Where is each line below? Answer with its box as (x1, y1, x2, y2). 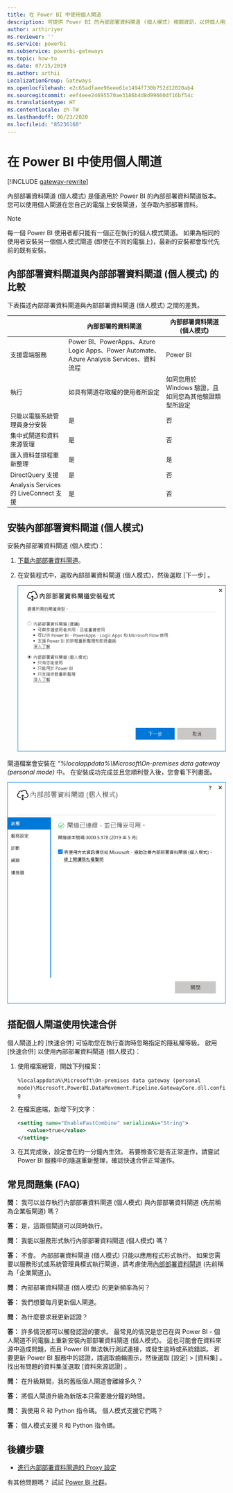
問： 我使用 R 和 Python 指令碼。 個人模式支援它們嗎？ (7, 1406, 164, 1415)
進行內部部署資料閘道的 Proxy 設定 (17, 1463, 116, 1471)
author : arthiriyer (7, 26, 64, 33)
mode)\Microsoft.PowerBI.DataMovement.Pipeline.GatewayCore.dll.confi (17, 1084, 226, 1091)
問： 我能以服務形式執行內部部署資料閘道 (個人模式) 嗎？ (7, 1236, 169, 1245)
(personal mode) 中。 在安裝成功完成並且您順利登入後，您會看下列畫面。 (7, 768, 216, 776)
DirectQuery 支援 (10, 471, 59, 479)
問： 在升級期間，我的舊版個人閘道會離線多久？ (7, 1377, 143, 1385)
